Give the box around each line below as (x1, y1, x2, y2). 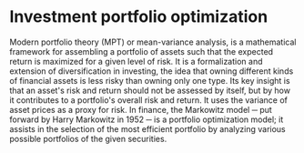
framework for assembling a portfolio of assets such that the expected (9, 46, 274, 56)
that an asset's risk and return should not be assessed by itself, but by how (9, 85, 291, 96)
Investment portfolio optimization (9, 6, 269, 27)
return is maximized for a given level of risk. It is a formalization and (9, 56, 263, 66)
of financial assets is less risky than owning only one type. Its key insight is (9, 75, 290, 86)
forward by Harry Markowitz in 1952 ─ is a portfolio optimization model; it (9, 114, 284, 125)
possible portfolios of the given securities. (9, 133, 167, 144)
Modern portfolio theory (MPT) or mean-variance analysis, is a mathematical (9, 36, 297, 47)
